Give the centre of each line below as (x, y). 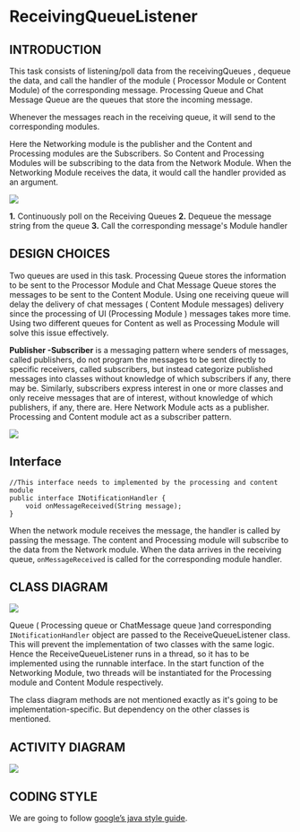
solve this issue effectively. (59, 333)
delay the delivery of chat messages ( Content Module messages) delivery (147, 304)
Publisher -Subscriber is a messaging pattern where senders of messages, (149, 350)
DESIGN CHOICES (60, 254)
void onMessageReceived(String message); (103, 506)
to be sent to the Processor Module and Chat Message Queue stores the (143, 285)
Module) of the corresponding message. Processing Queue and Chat (137, 90)
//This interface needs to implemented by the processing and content (144, 482)
